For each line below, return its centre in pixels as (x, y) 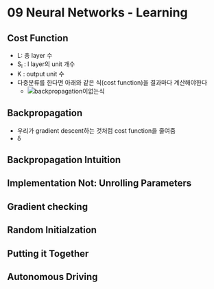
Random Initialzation (52, 230)
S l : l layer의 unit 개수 (46, 65)
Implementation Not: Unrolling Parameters (99, 183)
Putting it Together (48, 254)
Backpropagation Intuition (64, 160)
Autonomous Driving (52, 277)
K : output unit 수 (41, 74)
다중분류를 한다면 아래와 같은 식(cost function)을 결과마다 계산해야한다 (112, 82)
